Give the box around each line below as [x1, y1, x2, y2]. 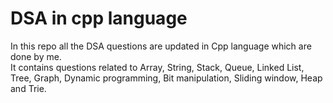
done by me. [10, 50, 62, 62]
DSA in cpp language [10, 7, 188, 30]
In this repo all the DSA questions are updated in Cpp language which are [10, 40, 312, 52]
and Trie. [10, 82, 47, 94]
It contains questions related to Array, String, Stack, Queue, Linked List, [10, 61, 305, 73]
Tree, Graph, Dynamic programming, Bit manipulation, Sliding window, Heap [10, 72, 323, 84]
